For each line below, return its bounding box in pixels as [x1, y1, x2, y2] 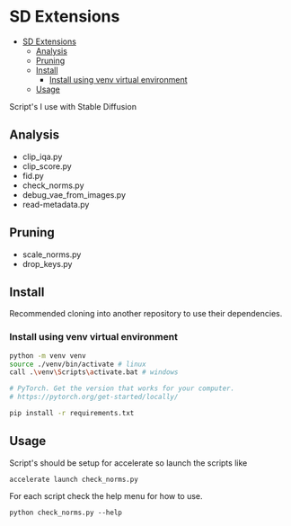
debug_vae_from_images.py [22, 189, 127, 200]
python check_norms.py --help [9, 508, 123, 517]
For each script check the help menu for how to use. [9, 490, 204, 501]
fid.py [22, 170, 45, 181]
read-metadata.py [22, 199, 90, 210]
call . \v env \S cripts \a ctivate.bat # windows [9, 368, 179, 377]
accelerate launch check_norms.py [9, 475, 139, 484]
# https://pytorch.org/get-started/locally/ [9, 393, 179, 402]
